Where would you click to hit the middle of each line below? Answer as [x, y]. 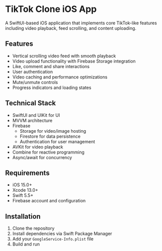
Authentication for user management [57, 141]
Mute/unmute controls [35, 82]
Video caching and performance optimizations [60, 77]
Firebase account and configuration [49, 201]
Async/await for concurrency [42, 157]
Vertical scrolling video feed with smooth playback [64, 56]
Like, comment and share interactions [51, 66]
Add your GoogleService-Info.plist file [53, 239]
